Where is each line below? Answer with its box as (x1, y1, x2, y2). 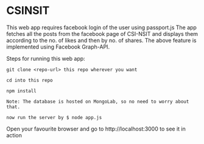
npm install (6, 87, 37, 94)
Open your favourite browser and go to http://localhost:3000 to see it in (6, 125, 186, 132)
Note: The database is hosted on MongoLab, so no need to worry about (6, 98, 189, 105)
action (6, 131, 23, 139)
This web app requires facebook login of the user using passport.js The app (6, 24, 197, 31)
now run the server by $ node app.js (6, 114, 102, 120)
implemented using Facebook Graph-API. (6, 43, 110, 50)
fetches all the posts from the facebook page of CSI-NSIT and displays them (6, 30, 199, 37)
